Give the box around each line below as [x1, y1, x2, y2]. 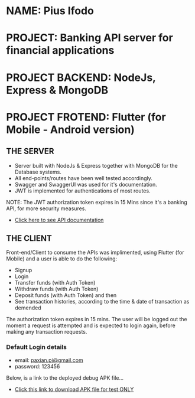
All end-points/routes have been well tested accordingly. [14, 174, 152, 181]
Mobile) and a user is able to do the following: [6, 255, 118, 262]
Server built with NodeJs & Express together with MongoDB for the [14, 162, 178, 169]
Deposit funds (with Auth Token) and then [14, 292, 117, 299]
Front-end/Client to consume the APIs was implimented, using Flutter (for [6, 249, 184, 256]
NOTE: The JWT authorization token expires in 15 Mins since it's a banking [6, 198, 187, 205]
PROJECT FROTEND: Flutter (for [6, 110, 167, 123]
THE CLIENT [6, 233, 52, 243]
